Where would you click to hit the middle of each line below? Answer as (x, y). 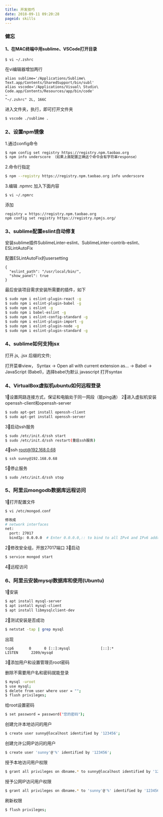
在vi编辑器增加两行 (24, 69)
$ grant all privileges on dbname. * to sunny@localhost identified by (78, 771)
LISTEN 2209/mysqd (29, 653)
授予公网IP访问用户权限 (28, 781)
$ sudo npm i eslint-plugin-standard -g (47, 330)
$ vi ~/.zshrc (19, 59)
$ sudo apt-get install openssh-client (45, 412)
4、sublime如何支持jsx (32, 344)
